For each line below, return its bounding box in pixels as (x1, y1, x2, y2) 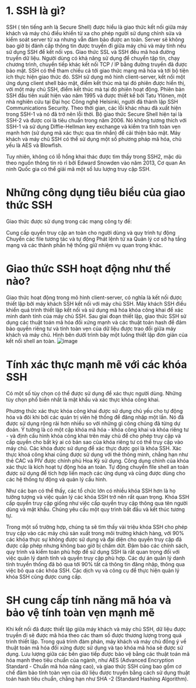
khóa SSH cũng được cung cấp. (6, 573, 83, 580)
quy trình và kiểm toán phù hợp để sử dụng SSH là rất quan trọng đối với (6, 548, 180, 555)
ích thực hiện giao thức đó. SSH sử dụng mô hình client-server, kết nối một (6, 73, 185, 80)
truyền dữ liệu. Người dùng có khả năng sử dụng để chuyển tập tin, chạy (6, 54, 180, 61)
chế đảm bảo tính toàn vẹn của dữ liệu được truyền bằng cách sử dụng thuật (6, 669, 190, 676)
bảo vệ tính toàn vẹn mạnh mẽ (6, 606, 155, 619)
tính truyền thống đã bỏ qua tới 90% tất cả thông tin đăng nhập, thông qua (6, 560, 185, 567)
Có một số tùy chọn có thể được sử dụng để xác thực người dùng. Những (6, 389, 182, 396)
